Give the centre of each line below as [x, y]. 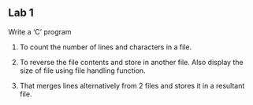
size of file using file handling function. [82, 71]
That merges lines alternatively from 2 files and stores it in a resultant [132, 85]
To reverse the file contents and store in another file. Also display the [131, 62]
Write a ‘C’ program [40, 31]
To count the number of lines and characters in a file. [105, 47]
